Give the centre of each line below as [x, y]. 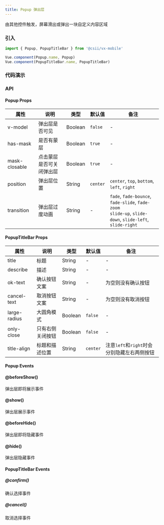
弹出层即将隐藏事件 [24, 434]
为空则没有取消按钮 [128, 299]
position [17, 184]
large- [15, 312]
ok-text [16, 282]
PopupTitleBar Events [28, 469]
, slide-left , [134, 219]
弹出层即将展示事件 [24, 388]
